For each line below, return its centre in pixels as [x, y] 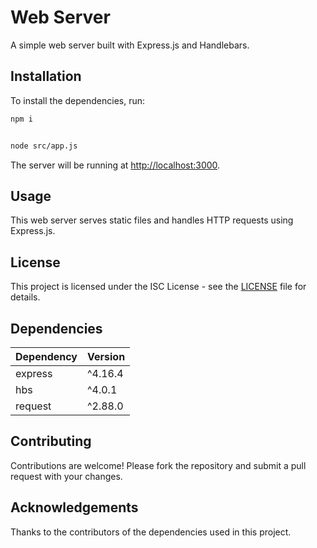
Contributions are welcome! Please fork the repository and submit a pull [158, 465]
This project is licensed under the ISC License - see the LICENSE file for [158, 287]
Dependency [46, 356]
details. [25, 297]
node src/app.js [44, 146]
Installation [46, 76]
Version [106, 356]
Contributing [51, 441]
